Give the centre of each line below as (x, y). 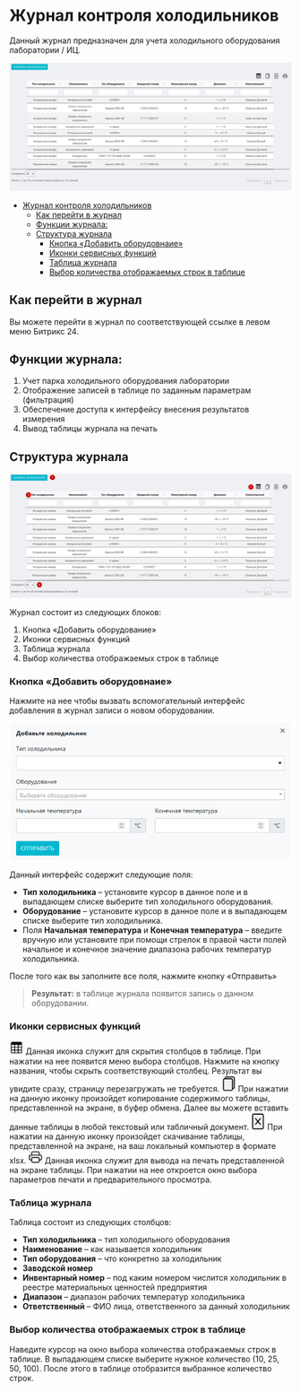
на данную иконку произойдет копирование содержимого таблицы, (140, 1098)
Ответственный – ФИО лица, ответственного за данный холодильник (156, 1307)
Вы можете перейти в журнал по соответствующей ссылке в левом (140, 322)
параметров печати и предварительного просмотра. (111, 1179)
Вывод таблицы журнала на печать (90, 429)
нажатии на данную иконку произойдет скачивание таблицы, (127, 1136)
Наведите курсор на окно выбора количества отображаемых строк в (143, 1349)
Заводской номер (58, 1268)
